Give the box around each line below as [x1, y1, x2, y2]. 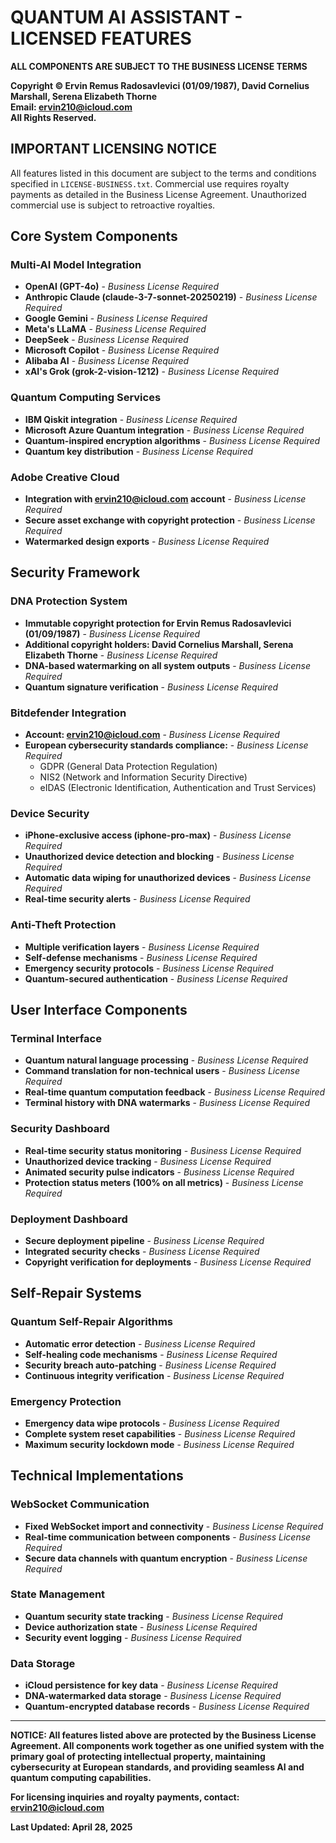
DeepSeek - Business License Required [24, 334, 189, 346]
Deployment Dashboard [10, 1212, 128, 1226]
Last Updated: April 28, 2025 [10, 1821, 133, 1833]
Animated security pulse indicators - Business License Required [24, 1166, 295, 1178]
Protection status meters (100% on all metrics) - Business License [24, 1176, 304, 1188]
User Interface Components [10, 1002, 188, 1018]
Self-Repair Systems [10, 1285, 142, 1302]
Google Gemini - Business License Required [24, 312, 208, 325]
